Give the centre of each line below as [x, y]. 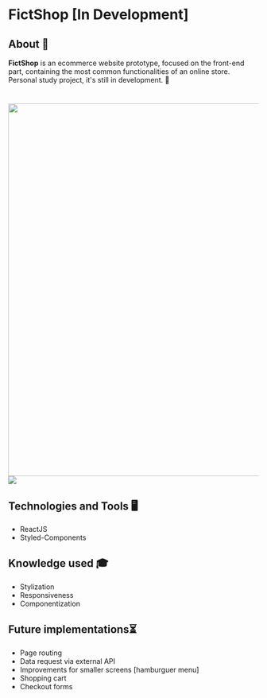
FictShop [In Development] [99, 15]
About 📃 [29, 44]
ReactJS [33, 529]
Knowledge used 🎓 [58, 563]
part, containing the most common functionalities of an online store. [119, 72]
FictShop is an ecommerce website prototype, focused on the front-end [126, 63]
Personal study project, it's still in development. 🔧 [89, 80]
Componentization [50, 603]
